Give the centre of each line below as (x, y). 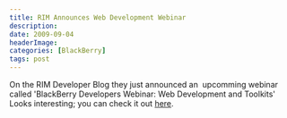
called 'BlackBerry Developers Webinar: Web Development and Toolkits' (143, 94)
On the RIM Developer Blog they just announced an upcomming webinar (144, 84)
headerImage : (34, 42)
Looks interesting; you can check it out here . (91, 103)
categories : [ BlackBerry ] (57, 51)
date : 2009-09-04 (42, 34)
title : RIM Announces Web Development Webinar (98, 17)
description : (34, 26)
